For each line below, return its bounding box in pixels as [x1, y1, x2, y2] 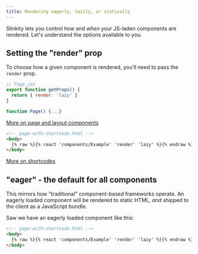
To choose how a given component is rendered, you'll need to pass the [6, 64, 179, 71]
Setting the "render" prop [6, 48, 103, 58]
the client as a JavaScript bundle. [6, 203, 87, 210]
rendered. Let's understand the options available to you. [6, 31, 143, 38]
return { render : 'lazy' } [11, 93, 78, 98]
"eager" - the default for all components [6, 174, 157, 184]
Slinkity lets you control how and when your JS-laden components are [6, 25, 177, 32]
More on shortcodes [6, 157, 56, 165]
